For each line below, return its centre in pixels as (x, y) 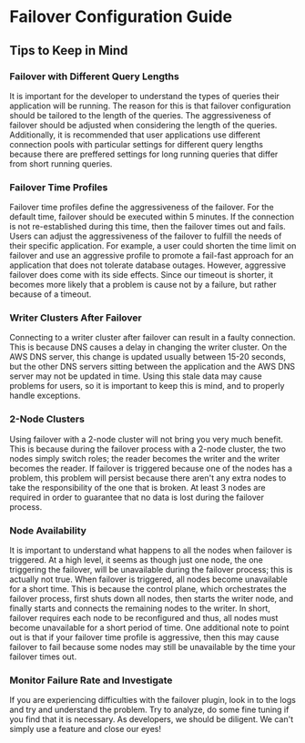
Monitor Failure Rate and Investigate (91, 680)
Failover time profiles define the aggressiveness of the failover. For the (142, 208)
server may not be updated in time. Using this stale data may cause (136, 376)
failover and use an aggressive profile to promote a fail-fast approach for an (152, 256)
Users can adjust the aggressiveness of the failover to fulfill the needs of (146, 236)
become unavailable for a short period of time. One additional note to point (149, 628)
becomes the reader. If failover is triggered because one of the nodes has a (151, 468)
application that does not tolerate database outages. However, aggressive (148, 265)
